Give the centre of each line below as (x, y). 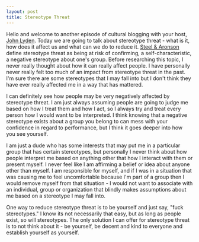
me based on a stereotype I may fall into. (56, 196)
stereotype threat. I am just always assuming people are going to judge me (97, 102)
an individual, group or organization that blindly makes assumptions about (96, 189)
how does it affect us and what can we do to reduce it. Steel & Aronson (93, 47)
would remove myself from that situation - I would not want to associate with (99, 183)
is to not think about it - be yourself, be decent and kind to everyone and (94, 226)
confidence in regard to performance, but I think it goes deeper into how (94, 128)
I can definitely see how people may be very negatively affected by (88, 96)
